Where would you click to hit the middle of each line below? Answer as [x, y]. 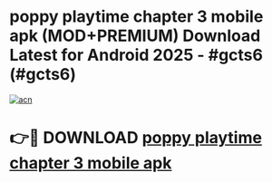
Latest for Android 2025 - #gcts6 [136, 55]
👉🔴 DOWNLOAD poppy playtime [136, 138]
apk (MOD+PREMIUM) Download [135, 36]
